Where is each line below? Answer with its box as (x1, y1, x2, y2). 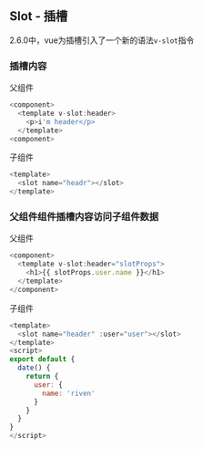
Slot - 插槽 (9, 8, 68, 25)
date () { (17, 363, 51, 372)
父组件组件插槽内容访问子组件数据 (9, 211, 159, 224)
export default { (9, 355, 76, 364)
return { (25, 372, 59, 381)
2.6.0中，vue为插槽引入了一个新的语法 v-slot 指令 (9, 35, 195, 46)
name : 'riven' (42, 389, 96, 398)
